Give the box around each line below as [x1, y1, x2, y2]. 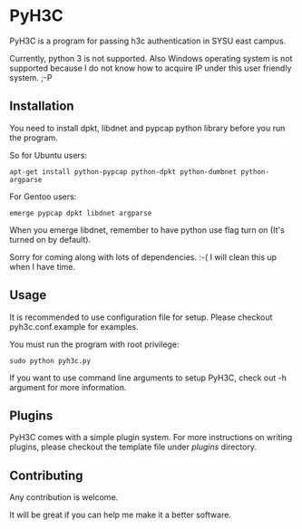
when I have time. [9, 261, 75, 272]
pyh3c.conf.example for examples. [9, 321, 139, 332]
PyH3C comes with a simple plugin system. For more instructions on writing [9, 432, 293, 443]
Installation [9, 99, 74, 114]
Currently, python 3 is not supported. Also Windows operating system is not [9, 53, 293, 63]
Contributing [9, 467, 83, 483]
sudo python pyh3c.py [9, 356, 92, 365]
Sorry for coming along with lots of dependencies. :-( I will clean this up [9, 251, 278, 263]
